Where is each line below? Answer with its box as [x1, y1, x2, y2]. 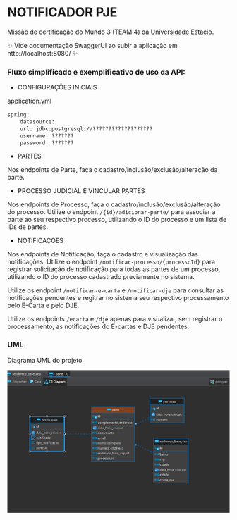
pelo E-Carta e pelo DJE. [7, 301, 80, 310]
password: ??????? [20, 140, 74, 147]
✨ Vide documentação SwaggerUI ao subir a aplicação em [7, 41, 178, 49]
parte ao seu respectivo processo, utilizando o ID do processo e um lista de [7, 216, 227, 224]
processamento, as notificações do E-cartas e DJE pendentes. [7, 322, 190, 331]
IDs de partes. [7, 223, 48, 231]
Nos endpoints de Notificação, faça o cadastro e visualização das [7, 250, 199, 259]
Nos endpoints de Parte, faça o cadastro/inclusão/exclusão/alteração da [7, 166, 218, 174]
